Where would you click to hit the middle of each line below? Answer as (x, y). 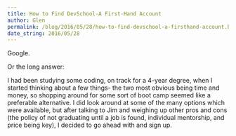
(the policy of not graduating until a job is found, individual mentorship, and (116, 118)
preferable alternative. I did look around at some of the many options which (116, 103)
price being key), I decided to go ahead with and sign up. (90, 125)
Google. (19, 53)
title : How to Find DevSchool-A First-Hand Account (84, 14)
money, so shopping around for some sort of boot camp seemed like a (109, 95)
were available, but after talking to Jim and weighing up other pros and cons (117, 110)
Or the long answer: (36, 67)
